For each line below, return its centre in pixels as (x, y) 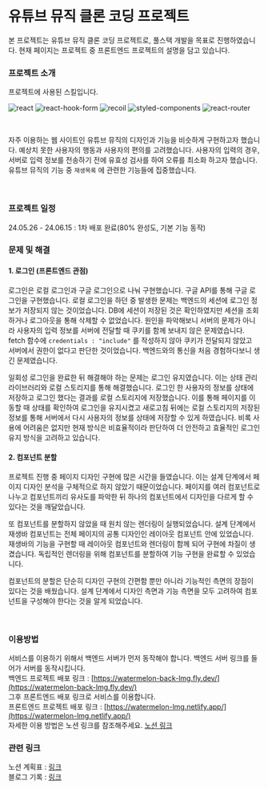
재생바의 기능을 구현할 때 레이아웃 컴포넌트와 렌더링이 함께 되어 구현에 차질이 (128, 544)
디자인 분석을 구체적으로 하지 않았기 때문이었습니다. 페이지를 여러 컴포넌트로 (142, 487)
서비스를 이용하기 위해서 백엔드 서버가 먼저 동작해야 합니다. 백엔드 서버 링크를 (129, 658)
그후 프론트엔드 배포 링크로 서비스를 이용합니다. (82, 697)
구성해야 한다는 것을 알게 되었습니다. (86, 601)
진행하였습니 (236, 40)
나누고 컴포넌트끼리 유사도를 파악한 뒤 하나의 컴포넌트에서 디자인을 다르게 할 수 (131, 496)
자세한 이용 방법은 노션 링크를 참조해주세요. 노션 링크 (90, 726)
